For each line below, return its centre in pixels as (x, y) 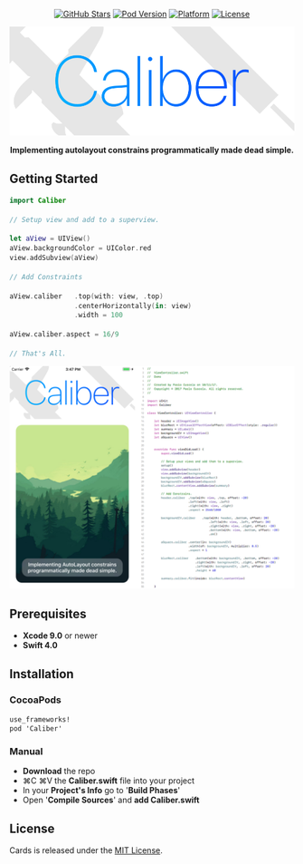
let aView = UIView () (50, 239)
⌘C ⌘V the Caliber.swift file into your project (109, 781)
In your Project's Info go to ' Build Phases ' (101, 791)
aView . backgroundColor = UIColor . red (80, 248)
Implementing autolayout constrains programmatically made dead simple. (152, 150)
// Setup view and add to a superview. (85, 219)
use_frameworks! (40, 720)
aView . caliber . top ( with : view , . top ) (87, 296)
